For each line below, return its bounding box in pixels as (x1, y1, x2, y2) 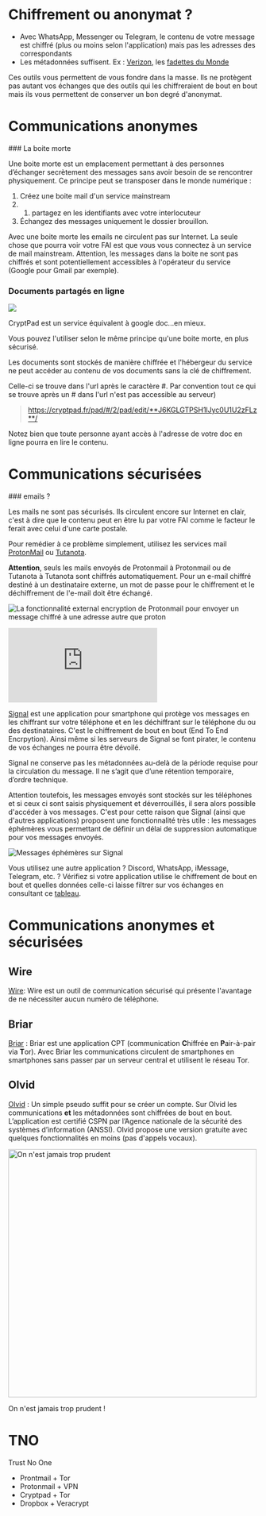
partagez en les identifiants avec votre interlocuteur (31, 208, 201, 218)
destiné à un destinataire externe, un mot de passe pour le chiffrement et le (8, 580, 256, 589)
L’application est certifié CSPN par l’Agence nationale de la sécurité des (8, 1116, 242, 1125)
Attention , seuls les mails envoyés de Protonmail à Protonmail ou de (8, 563, 232, 573)
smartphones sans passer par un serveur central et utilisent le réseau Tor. (8, 1055, 250, 1065)
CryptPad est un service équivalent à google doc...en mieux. (8, 318, 206, 328)
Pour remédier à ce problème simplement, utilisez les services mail (8, 539, 228, 549)
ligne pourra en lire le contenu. (8, 438, 109, 447)
